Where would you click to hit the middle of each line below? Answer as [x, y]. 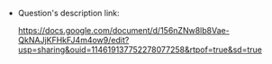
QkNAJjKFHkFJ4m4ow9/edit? [73, 40]
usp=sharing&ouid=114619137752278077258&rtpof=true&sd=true [140, 50]
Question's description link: [68, 13]
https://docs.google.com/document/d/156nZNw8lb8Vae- [123, 30]
